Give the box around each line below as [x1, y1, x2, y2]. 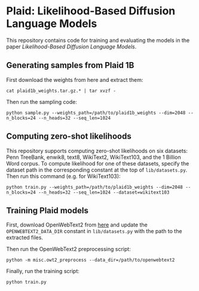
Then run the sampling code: [6, 98, 78, 105]
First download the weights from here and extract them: [6, 76, 143, 83]
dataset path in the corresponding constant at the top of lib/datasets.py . [6, 166, 188, 173]
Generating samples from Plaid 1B [6, 60, 134, 71]
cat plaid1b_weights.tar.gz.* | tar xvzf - [6, 88, 117, 94]
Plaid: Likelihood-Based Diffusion [6, 4, 176, 18]
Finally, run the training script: [6, 268, 79, 275]
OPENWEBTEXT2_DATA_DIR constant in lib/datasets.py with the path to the [6, 228, 182, 235]
